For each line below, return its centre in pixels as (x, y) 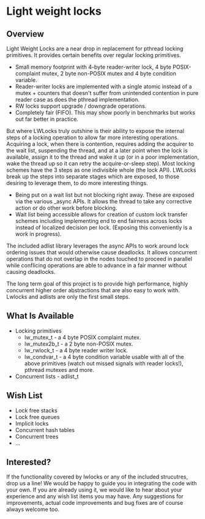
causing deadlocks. (31, 272)
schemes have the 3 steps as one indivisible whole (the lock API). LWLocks (101, 170)
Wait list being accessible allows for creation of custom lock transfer (101, 214)
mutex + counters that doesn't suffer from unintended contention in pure (107, 93)
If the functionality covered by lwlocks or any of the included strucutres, (97, 477)
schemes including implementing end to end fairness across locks (99, 221)
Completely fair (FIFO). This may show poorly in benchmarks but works (105, 112)
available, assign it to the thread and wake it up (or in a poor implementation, (103, 157)
